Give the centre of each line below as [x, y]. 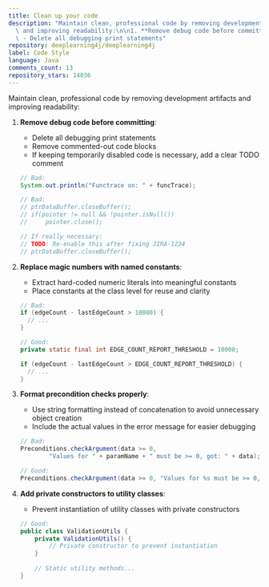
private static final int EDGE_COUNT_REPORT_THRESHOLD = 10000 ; [129, 349]
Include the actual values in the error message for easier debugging [144, 427]
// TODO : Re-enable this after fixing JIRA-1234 [102, 244]
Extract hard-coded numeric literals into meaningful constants [134, 282]
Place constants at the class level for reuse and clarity [121, 291]
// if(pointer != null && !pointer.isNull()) [97, 215]
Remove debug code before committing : [88, 122]
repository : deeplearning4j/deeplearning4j [82, 46]
